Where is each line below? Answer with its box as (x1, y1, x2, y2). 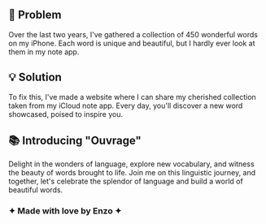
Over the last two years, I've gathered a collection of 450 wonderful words (8, 29, 259, 39)
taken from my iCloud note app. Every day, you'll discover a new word (8, 101, 243, 110)
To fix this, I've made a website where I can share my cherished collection (8, 92, 256, 101)
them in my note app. (8, 46, 80, 57)
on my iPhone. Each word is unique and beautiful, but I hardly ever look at (8, 38, 255, 48)
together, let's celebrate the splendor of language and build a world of (8, 176, 244, 187)
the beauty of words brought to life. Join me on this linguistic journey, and (8, 168, 256, 178)
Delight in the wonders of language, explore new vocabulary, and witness (8, 159, 255, 169)
